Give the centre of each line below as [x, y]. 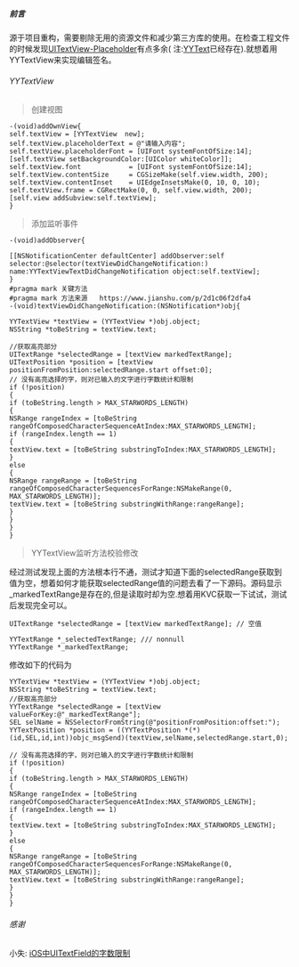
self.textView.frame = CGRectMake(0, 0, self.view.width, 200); [131, 191]
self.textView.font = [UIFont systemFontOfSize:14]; [131, 167]
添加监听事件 [54, 223]
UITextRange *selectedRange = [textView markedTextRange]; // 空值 [136, 624]
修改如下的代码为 [40, 665]
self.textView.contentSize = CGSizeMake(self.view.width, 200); [139, 175]
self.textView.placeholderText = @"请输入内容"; [98, 144]
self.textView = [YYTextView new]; [77, 134]
